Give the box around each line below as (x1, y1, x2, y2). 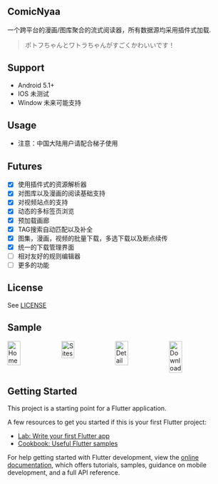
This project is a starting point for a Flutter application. (7, 404, 167, 413)
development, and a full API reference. (7, 468, 120, 477)
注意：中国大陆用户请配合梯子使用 (17, 139, 118, 148)
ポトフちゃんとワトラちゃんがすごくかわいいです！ (24, 41, 175, 49)
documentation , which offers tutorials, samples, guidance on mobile (7, 460, 207, 470)
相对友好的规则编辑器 (17, 251, 81, 260)
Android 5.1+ (17, 81, 55, 89)
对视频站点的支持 (17, 198, 68, 206)
